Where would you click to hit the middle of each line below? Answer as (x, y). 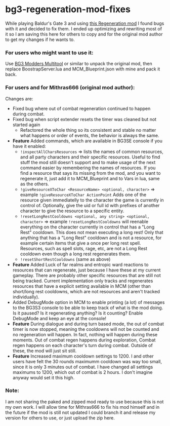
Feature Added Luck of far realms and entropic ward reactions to (80, 264)
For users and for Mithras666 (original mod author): (70, 88)
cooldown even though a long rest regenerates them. (75, 254)
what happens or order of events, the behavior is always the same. (90, 135)
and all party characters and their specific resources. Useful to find (90, 157)
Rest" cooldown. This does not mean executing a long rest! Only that (92, 232)
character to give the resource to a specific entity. (72, 211)
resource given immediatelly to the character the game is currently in (92, 200)
